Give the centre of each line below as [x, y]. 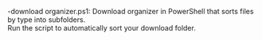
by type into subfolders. [47, 20]
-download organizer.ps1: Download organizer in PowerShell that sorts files [131, 11]
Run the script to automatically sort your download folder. [102, 28]
